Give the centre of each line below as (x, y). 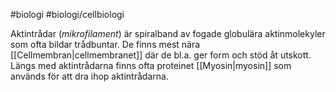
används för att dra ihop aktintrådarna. (89, 76)
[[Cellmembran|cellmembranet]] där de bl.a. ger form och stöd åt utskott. (161, 55)
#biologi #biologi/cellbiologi (67, 14)
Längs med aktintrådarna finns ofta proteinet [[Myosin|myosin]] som (151, 65)
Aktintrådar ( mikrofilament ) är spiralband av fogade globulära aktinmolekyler (168, 33)
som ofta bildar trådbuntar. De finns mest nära (105, 44)
